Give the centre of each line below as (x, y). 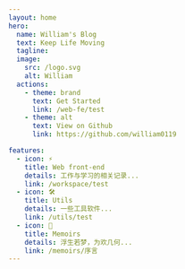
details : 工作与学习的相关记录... (82, 176)
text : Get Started (66, 101)
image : (29, 59)
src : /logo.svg (53, 68)
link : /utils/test (59, 217)
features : (27, 151)
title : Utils (49, 201)
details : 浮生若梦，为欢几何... (79, 242)
